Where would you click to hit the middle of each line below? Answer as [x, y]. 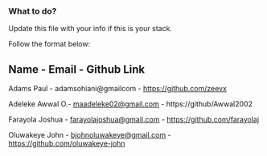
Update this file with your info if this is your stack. [90, 29]
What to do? [33, 11]
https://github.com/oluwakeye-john [67, 144]
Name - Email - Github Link [77, 69]
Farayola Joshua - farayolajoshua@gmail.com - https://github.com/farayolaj [134, 120]
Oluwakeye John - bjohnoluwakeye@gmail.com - [90, 135]
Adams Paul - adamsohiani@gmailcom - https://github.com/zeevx [118, 89]
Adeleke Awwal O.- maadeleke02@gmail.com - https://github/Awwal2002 [131, 104]
